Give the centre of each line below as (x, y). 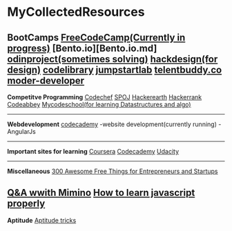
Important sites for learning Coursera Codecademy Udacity (93, 151)
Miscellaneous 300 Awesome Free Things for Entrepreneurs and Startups (113, 171)
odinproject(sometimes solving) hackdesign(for (113, 59)
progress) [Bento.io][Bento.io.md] (82, 48)
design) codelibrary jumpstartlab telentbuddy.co (115, 70)
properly (26, 204)
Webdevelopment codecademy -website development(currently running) (112, 124)
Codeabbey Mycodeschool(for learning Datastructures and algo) (99, 104)
